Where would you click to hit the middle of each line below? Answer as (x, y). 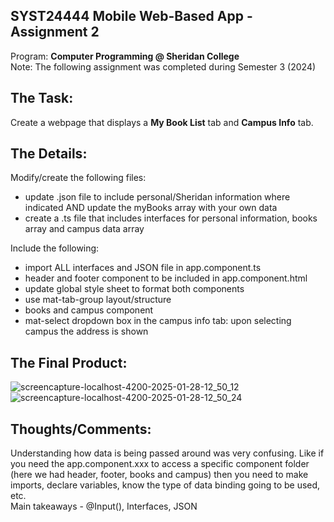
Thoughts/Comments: (81, 429)
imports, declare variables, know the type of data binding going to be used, (165, 485)
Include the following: (55, 248)
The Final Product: (69, 362)
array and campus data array (84, 229)
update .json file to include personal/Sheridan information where (157, 197)
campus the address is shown (86, 331)
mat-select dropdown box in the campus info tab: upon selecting (158, 321)
